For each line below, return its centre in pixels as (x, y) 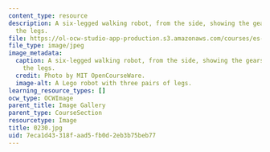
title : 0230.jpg (35, 128)
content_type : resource (48, 16)
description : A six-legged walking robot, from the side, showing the (129, 23)
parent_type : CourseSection (55, 113)
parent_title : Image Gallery (57, 105)
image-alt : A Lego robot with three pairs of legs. (104, 83)
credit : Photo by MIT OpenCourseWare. (81, 76)
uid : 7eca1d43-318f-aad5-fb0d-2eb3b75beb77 (82, 135)
